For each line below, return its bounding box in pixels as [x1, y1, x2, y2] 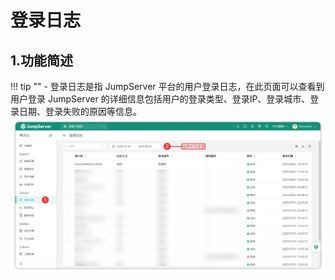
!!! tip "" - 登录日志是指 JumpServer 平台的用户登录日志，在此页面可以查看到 [10, 81, 325, 92]
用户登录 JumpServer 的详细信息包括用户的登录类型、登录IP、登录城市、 [10, 93, 311, 105]
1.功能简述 [10, 52, 74, 69]
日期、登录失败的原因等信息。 [18, 106, 142, 117]
